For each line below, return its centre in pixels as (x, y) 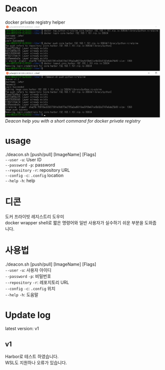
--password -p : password (30, 165)
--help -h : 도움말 (22, 295)
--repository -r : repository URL (38, 170)
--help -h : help (20, 181)
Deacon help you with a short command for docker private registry (73, 121)
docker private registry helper (35, 22)
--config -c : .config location (34, 175)
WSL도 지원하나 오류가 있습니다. (36, 363)
